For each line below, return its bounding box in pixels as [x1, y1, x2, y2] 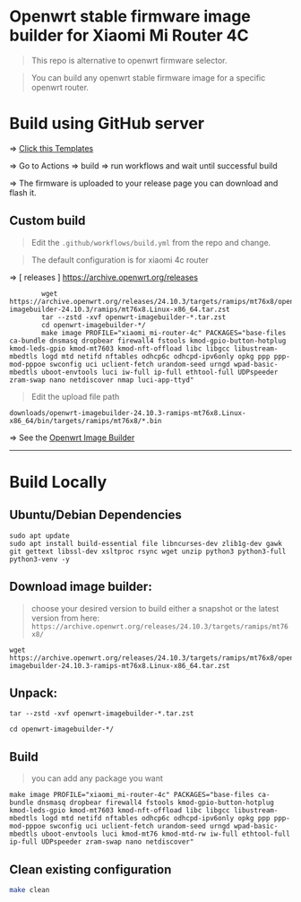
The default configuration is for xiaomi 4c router [30, 254, 209, 265]
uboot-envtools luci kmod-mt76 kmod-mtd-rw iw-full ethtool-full [41, 829, 291, 839]
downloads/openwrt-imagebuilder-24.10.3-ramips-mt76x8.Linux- [9, 408, 246, 418]
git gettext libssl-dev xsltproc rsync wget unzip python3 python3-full [9, 547, 287, 556]
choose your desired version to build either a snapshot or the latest [30, 603, 279, 613]
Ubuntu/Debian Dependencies [9, 507, 182, 523]
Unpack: [9, 685, 58, 700]
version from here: [30, 612, 100, 623]
